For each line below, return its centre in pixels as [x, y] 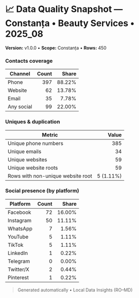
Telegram [19, 261]
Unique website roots [33, 168]
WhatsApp [20, 228]
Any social [20, 107]
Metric [50, 134]
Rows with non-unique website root [50, 176]
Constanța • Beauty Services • [70, 23]
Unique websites [28, 160]
